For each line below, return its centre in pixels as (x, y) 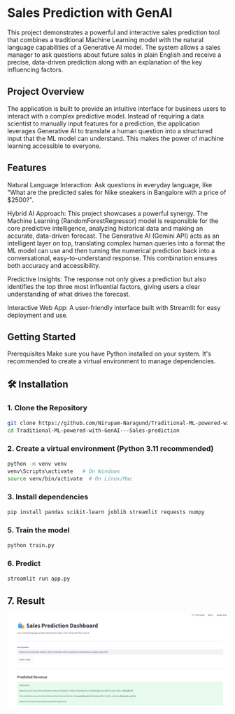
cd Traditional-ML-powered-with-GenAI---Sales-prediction (93, 430)
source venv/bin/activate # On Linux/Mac (70, 478)
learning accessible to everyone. (54, 146)
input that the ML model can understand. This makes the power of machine (115, 138)
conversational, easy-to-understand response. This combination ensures (112, 258)
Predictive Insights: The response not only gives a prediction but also (107, 279)
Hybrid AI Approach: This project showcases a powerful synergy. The (108, 213)
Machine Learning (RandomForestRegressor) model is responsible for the (113, 221)
